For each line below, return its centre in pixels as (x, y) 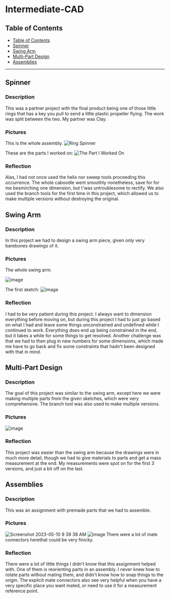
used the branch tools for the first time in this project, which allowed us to (82, 194)
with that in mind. (23, 352)
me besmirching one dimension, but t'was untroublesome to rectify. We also (84, 188)
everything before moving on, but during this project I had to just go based (83, 319)
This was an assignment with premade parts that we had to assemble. (78, 510)
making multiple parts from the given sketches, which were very (72, 399)
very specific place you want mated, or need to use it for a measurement (81, 586)
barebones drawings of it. (32, 245)
